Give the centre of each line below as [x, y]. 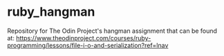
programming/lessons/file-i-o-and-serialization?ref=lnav [88, 45]
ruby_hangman [51, 12]
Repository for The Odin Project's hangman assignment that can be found [112, 31]
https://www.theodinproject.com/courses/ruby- [84, 38]
